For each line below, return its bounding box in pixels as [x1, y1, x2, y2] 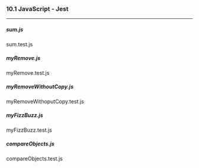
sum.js [6, 26, 24, 33]
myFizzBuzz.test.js [6, 126, 52, 134]
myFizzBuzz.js [6, 112, 43, 119]
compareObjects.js [6, 140, 54, 147]
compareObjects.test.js [6, 155, 63, 162]
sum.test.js [6, 41, 33, 48]
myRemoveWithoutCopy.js [6, 83, 74, 90]
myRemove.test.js [6, 69, 50, 77]
